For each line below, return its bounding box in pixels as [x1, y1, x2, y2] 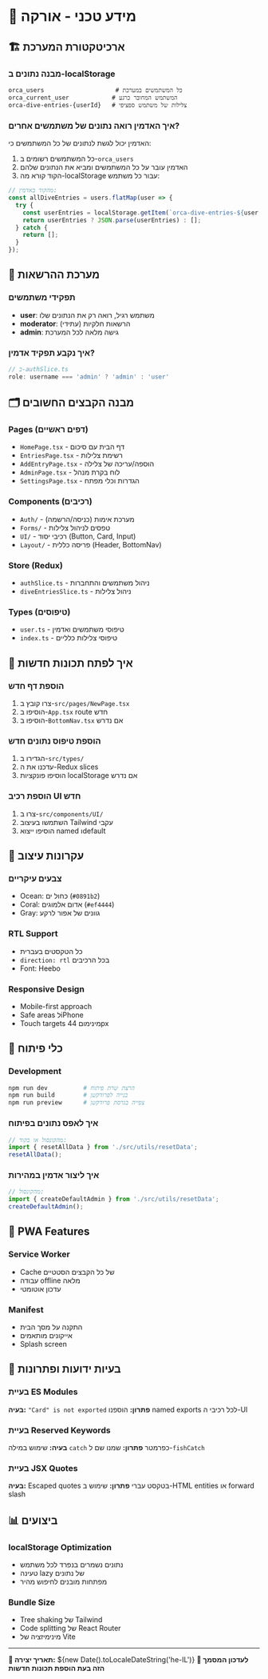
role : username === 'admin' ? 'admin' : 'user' [8, 372, 170, 381]
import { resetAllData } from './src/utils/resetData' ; [8, 1144, 198, 1152]
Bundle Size [8, 1597, 56, 1608]
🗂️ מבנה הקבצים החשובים [8, 396, 134, 410]
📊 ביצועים [8, 1513, 58, 1527]
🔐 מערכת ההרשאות [8, 268, 100, 282]
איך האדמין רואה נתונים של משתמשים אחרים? [8, 120, 180, 131]
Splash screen [19, 1340, 68, 1349]
